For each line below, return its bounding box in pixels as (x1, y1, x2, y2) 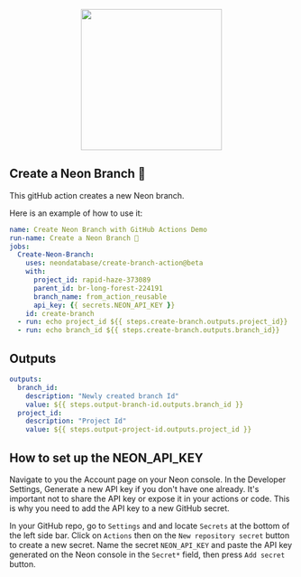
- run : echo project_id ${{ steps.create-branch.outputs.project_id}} (17, 317, 288, 327)
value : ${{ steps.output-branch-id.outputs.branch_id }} (25, 400, 244, 409)
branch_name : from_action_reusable (32, 292, 168, 302)
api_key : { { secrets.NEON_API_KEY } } (32, 301, 176, 310)
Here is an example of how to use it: (9, 208, 143, 219)
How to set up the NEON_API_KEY (9, 450, 204, 465)
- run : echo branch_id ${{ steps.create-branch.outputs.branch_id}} (17, 326, 280, 335)
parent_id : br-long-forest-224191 (32, 284, 164, 293)
